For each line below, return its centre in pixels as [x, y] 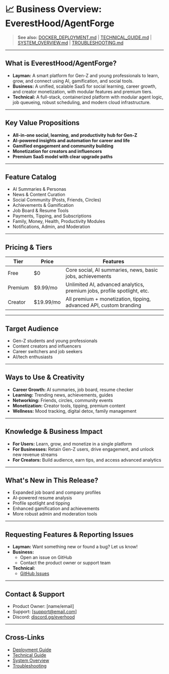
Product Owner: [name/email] [43, 606]
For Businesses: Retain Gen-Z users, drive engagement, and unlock [83, 449]
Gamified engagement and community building [63, 146]
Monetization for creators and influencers [57, 151]
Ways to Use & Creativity [45, 378]
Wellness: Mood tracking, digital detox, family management [74, 411]
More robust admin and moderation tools [55, 514]
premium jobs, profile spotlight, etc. [107, 291]
